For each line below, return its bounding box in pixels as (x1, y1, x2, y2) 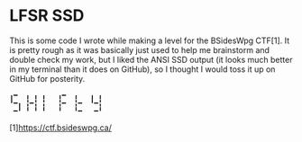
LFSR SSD (9, 5, 85, 26)
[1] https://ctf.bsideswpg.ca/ (9, 122, 113, 133)
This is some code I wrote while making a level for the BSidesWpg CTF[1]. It (9, 35, 290, 46)
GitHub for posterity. (9, 73, 86, 84)
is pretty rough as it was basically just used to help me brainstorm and (9, 44, 270, 55)
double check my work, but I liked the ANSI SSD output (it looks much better (9, 54, 293, 65)
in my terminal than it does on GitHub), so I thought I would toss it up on (9, 64, 276, 75)
